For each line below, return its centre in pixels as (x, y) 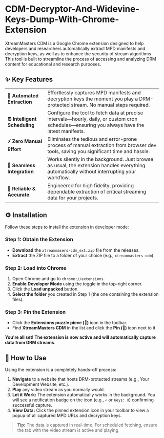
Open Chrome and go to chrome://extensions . (58, 279)
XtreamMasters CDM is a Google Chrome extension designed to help (74, 43)
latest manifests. (66, 131)
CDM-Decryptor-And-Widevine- (72, 9)
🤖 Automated (23, 95)
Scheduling (21, 125)
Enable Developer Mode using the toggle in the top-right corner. (77, 284)
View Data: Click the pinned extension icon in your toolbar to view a (81, 410)
